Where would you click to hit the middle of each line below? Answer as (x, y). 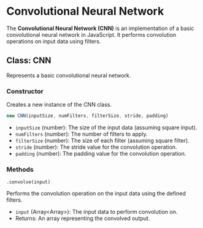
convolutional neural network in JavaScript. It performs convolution (91, 34)
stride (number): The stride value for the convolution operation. (96, 147)
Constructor (25, 91)
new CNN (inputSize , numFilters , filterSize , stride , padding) (87, 116)
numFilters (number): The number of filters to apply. (81, 134)
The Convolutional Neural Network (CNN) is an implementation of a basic (100, 28)
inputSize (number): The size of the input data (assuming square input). (106, 127)
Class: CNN (29, 60)
